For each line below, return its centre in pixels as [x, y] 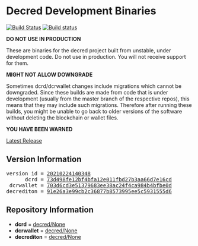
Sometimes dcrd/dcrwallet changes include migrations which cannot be [94, 86]
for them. [17, 63]
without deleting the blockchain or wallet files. [62, 118]
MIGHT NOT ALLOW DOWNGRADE [49, 74]
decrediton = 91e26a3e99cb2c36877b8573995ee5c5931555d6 [89, 191]
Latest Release [24, 140]
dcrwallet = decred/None [46, 231]
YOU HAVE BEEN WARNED [39, 129]
